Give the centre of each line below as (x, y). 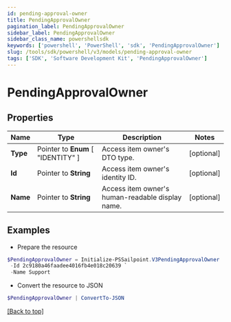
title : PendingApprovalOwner (49, 20)
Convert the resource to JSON (60, 285)
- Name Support (30, 272)
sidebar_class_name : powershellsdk (58, 39)
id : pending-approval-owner (47, 13)
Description (142, 137)
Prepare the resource (47, 247)
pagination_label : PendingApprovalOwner (66, 26)
